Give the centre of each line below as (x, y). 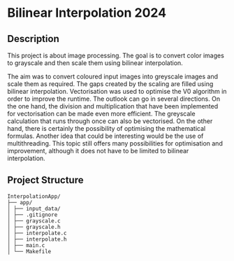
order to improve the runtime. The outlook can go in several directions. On (114, 99)
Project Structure (45, 180)
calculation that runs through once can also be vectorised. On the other (110, 121)
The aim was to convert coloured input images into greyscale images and (113, 76)
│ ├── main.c (26, 245)
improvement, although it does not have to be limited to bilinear (98, 151)
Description (33, 39)
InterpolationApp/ (34, 196)
